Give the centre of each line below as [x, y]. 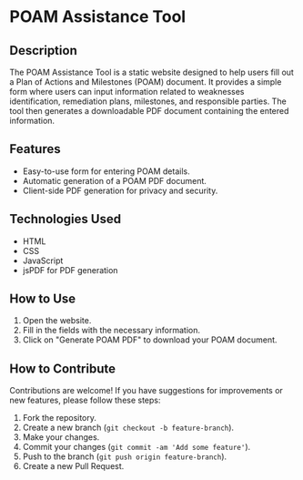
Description [43, 51]
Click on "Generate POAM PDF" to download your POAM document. [150, 340]
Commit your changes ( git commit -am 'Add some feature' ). [136, 447]
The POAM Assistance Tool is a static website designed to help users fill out [151, 72]
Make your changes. [61, 437]
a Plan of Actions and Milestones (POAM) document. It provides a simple [146, 82]
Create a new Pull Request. [73, 466]
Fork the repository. [60, 418]
